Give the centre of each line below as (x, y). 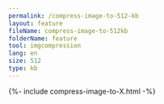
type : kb (23, 69)
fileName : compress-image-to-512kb (68, 31)
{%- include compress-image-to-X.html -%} (82, 91)
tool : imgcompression (45, 46)
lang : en (23, 53)
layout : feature (36, 23)
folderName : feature (43, 38)
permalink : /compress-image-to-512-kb (74, 16)
